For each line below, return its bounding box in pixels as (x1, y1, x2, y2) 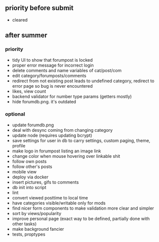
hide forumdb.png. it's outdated (12, 98, 76, 104)
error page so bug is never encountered (12, 83, 93, 89)
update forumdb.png (12, 122, 54, 128)
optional (5, 111, 25, 118)
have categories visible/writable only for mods (12, 200, 106, 206)
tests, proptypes (12, 231, 45, 237)
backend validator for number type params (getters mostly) (12, 93, 132, 99)
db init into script (12, 184, 46, 190)
